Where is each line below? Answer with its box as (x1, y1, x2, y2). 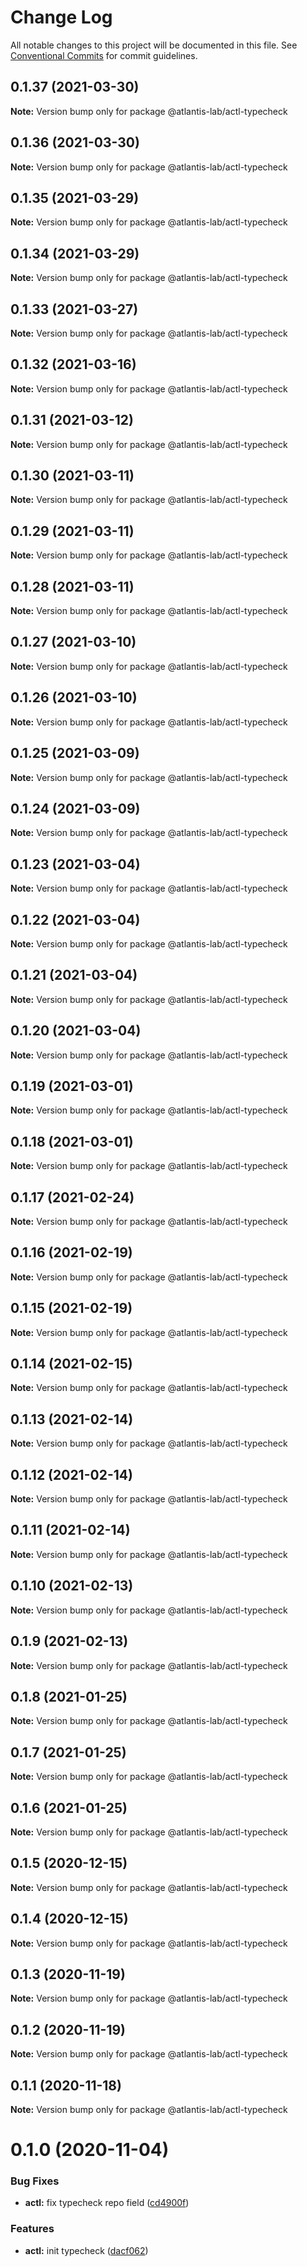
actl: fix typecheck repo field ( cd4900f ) (24, 2197, 190, 2209)
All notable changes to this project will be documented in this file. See (10, 39, 298, 51)
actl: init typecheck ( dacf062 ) (24, 2244, 149, 2256)
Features (10, 2222, 55, 2236)
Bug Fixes (10, 2174, 60, 2188)
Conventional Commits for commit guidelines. (10, 49, 198, 61)
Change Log (10, 6, 113, 29)
